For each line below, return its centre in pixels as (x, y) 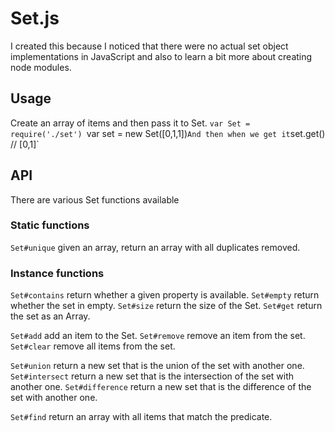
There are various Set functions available (95, 199)
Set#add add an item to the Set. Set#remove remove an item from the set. (158, 336)
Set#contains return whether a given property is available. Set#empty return (165, 295)
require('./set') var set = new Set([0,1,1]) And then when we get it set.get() (168, 133)
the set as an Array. (50, 316)
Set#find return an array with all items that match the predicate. (141, 417)
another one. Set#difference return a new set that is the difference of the (161, 387)
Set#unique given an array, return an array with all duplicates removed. (155, 247)
